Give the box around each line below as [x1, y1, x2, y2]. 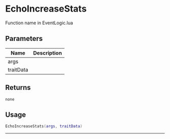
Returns [5, 83, 31, 92]
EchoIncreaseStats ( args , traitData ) [5, 124, 82, 129]
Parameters [5, 34, 43, 43]
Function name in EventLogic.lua [5, 20, 73, 26]
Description [33, 49, 62, 56]
